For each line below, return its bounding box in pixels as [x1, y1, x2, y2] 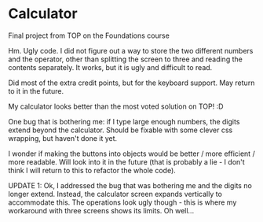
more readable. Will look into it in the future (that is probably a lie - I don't [8, 157, 245, 166]
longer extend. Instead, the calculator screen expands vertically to [8, 189, 222, 198]
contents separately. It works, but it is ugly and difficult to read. [8, 62, 213, 72]
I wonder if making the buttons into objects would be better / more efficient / [8, 149, 255, 158]
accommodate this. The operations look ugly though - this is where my [8, 198, 237, 207]
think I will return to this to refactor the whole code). [8, 165, 177, 175]
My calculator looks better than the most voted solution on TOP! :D [8, 102, 224, 111]
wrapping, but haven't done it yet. [8, 133, 118, 142]
